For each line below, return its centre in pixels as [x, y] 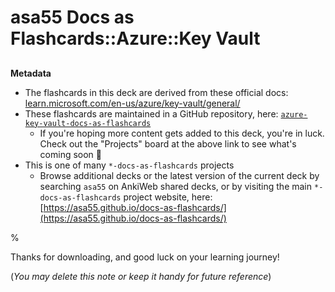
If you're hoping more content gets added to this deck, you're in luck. [182, 133]
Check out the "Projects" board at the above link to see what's [168, 143]
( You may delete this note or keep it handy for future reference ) [141, 276]
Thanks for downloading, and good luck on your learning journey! [145, 257]
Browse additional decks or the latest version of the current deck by [179, 175]
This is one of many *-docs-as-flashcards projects [129, 165]
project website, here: [168, 197]
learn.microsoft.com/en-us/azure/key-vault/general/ [132, 103]
